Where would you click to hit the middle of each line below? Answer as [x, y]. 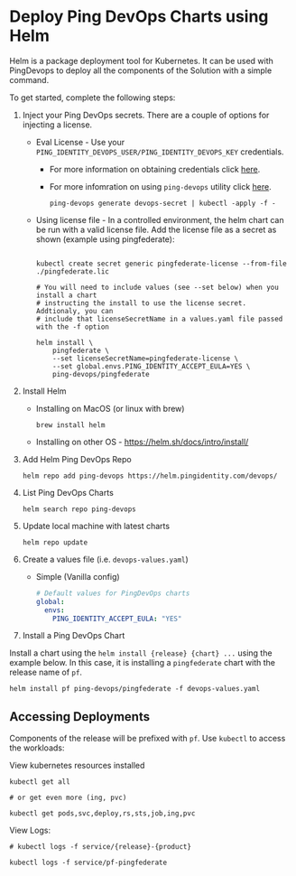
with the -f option [73, 327]
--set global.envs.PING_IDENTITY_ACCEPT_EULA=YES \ [152, 366]
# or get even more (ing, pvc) [68, 798]
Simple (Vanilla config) [78, 576]
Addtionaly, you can [74, 311]
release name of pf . [46, 672]
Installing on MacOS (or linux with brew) [110, 408]
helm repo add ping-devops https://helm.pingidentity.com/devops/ [150, 476]
